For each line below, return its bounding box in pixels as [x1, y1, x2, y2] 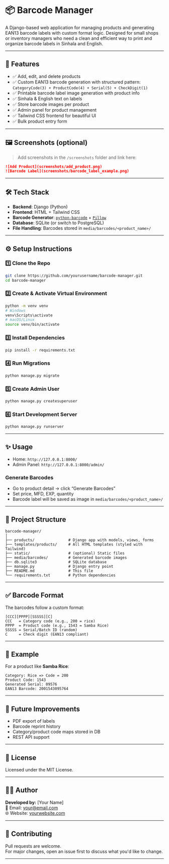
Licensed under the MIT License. [5, 767, 73, 773]
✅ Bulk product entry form [12, 118, 67, 124]
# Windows [5, 308, 26, 313]
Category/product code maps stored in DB [12, 729, 101, 735]
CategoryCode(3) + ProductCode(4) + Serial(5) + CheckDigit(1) [12, 85, 148, 91]
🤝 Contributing [5, 830, 52, 838]
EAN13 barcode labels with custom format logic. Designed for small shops [5, 30, 158, 36]
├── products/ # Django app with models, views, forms [5, 537, 154, 543]
